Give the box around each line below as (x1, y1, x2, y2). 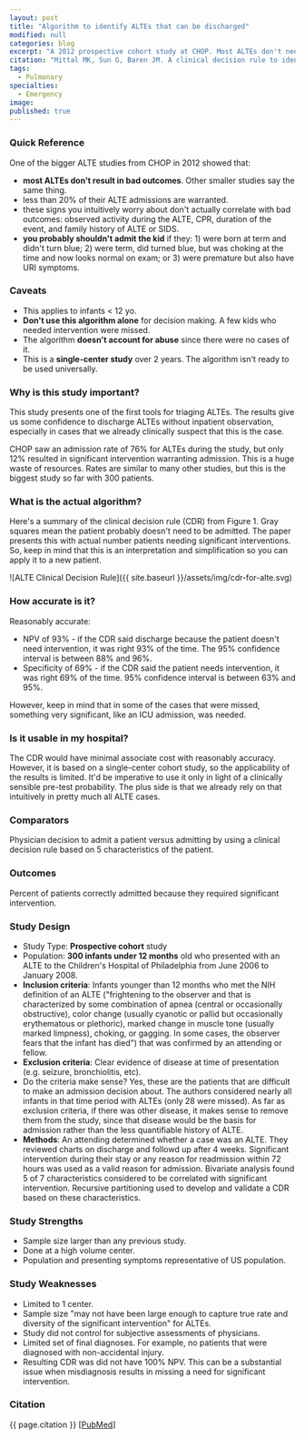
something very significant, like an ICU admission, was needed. (9, 709, 247, 720)
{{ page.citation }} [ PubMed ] (9, 1419, 116, 1430)
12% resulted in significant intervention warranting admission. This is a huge (9, 453, 295, 464)
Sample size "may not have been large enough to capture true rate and (22, 1308, 289, 1319)
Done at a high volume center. (22, 1245, 135, 1256)
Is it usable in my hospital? (9, 732, 129, 745)
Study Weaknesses (9, 1278, 97, 1291)
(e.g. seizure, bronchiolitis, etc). (22, 1066, 142, 1077)
